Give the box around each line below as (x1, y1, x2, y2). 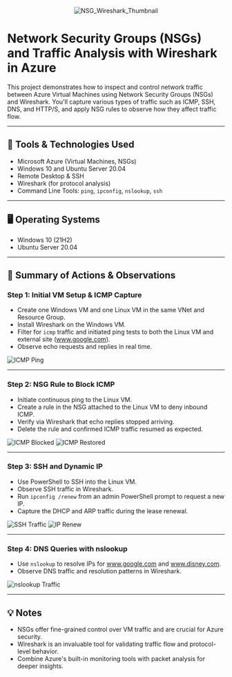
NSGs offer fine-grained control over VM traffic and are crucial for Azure (17, 625, 224, 633)
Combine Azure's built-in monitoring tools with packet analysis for (17, 654, 206, 662)
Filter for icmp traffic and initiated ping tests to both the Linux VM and (17, 328, 214, 336)
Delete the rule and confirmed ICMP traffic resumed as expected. (17, 425, 204, 433)
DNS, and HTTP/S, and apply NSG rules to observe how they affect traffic (7, 104, 217, 113)
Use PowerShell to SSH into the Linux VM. (17, 477, 137, 486)
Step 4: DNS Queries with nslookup (7, 544, 128, 553)
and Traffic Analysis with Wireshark (7, 46, 217, 61)
